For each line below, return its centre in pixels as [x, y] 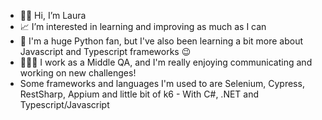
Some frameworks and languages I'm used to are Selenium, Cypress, [162, 83]
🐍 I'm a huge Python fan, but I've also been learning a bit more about [161, 41]
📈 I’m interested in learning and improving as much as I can [143, 26]
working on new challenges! [78, 73]
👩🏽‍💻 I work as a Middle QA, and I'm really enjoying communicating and [166, 62]
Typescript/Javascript [64, 104]
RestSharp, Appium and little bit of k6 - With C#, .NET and [139, 94]
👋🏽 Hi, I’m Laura [53, 15]
